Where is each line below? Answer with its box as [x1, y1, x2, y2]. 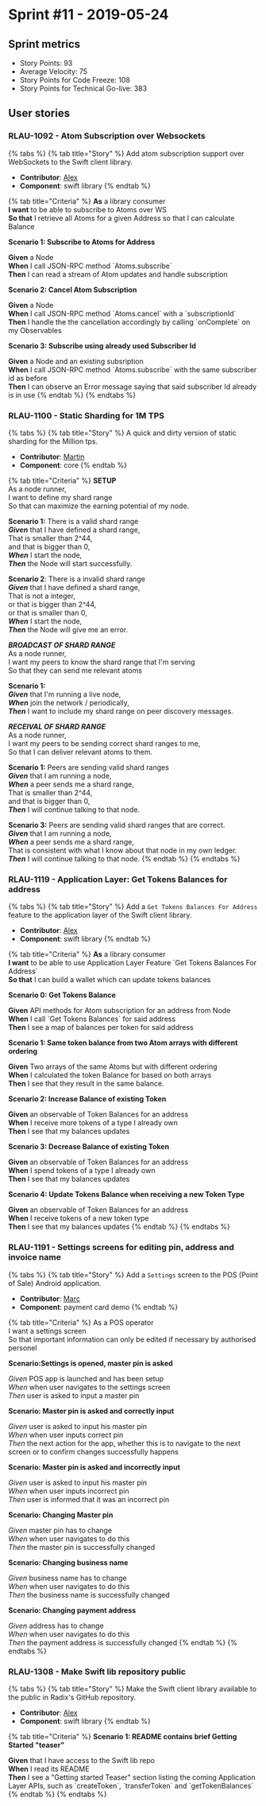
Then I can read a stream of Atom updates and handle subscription [8, 269, 228, 279]
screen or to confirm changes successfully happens [8, 1447, 179, 1456]
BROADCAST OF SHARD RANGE [8, 640, 116, 650]
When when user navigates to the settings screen [8, 1382, 171, 1392]
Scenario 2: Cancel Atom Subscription [8, 285, 137, 294]
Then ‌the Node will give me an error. [8, 624, 129, 634]
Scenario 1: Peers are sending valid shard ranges [8, 762, 169, 772]
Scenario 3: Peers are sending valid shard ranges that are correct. [8, 820, 226, 829]
